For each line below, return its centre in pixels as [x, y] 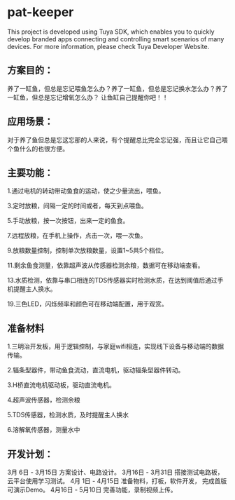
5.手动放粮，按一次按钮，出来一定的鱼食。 [68, 221]
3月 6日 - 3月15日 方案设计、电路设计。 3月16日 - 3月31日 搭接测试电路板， [115, 472]
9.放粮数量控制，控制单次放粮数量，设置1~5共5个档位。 [87, 250]
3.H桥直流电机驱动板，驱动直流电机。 [61, 385]
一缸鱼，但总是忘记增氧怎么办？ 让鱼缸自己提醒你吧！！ [88, 97]
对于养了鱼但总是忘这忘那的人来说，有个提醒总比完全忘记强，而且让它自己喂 [117, 140]
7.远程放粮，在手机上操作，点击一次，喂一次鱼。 [77, 236]
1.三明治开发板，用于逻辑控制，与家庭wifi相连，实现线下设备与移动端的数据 [116, 346]
